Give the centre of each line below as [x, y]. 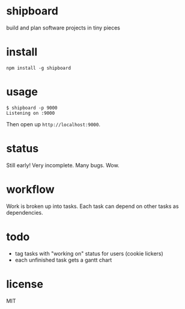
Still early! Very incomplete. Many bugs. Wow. [63, 165]
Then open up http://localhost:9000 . [53, 124]
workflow [30, 189]
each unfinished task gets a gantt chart [63, 260]
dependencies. [25, 212]
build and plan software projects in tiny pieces [63, 28]
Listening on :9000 [31, 113]
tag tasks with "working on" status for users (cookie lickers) [89, 253]
